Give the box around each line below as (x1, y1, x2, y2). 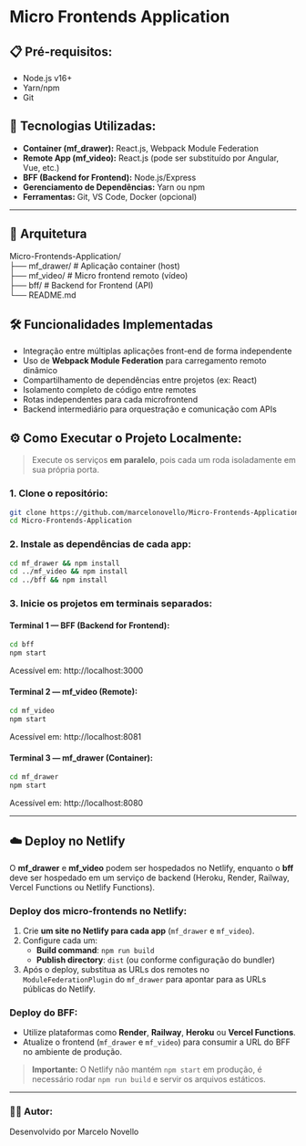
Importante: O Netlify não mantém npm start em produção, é (31, 1064, 262, 1075)
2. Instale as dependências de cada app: (9, 538, 191, 551)
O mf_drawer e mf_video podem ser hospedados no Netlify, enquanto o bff (9, 862, 294, 873)
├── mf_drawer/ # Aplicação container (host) (9, 260, 180, 271)
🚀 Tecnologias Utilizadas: (9, 119, 157, 134)
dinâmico (22, 365, 57, 376)
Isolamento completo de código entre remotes (22, 384, 197, 395)
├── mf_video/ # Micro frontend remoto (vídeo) (9, 269, 189, 280)
